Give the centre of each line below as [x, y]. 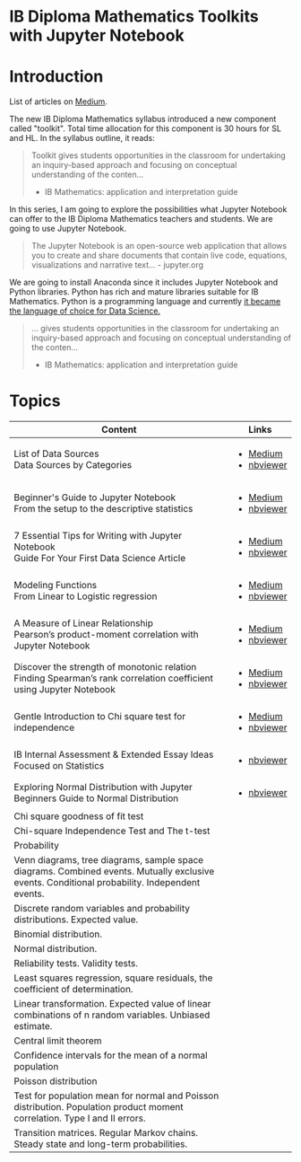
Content [119, 430]
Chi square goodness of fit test [79, 816]
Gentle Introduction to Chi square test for [100, 717]
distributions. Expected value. [76, 920]
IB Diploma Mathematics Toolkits [134, 17]
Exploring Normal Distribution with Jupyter [103, 788]
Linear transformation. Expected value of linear [112, 1004]
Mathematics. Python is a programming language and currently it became [145, 302]
